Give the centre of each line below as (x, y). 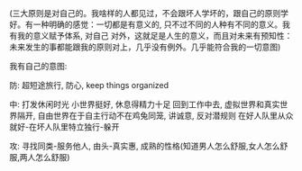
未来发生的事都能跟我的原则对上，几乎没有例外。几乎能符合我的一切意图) (145, 47)
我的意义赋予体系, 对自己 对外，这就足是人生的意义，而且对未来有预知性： (155, 36)
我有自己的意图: (38, 66)
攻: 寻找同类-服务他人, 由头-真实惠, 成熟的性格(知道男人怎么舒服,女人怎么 (145, 146)
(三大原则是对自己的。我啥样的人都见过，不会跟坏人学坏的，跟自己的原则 (145, 13)
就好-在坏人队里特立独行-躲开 (64, 127)
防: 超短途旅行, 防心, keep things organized (89, 85)
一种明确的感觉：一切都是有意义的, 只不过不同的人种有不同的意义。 (157, 24)
